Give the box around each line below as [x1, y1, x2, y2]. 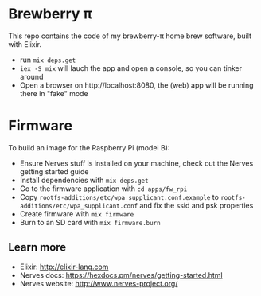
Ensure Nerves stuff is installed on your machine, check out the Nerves [19, 158, 254, 168]
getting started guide [19, 166, 89, 176]
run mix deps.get [19, 55, 76, 64]
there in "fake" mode [19, 88, 89, 98]
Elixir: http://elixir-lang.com [19, 262, 109, 271]
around [19, 72, 44, 81]
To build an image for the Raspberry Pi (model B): [8, 142, 170, 152]
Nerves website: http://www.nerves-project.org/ [19, 278, 178, 288]
